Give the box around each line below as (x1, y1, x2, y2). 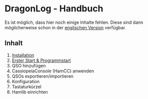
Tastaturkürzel (11, 84, 42, 90)
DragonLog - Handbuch (4, 3, 103, 14)
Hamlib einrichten (11, 89, 48, 95)
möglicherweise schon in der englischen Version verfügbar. (4, 24, 126, 30)
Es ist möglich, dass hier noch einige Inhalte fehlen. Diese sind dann (4, 19, 144, 25)
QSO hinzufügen (11, 62, 46, 68)
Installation (11, 52, 35, 58)
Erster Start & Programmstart (11, 57, 71, 63)
